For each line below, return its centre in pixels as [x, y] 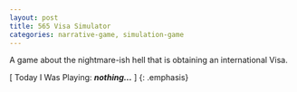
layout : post [34, 18]
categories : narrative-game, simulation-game [96, 34]
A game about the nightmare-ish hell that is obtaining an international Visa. [148, 60]
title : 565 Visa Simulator [60, 26]
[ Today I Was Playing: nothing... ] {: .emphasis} [99, 78]
